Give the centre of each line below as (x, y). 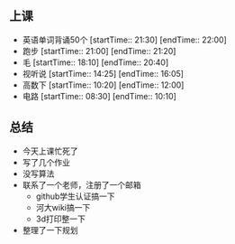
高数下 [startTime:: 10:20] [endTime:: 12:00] (103, 85)
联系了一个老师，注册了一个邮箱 (81, 184)
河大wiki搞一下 (63, 207)
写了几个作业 (46, 162)
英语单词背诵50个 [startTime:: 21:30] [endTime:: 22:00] (124, 40)
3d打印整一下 (60, 219)
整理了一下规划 (50, 230)
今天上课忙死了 (50, 151)
